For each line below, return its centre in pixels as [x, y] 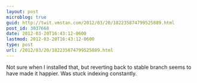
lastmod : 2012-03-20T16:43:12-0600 [50, 39]
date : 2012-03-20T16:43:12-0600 [46, 34]
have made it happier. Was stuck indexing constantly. [72, 73]
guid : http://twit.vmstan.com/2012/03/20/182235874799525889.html [90, 23]
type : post [20, 45]
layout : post [22, 12]
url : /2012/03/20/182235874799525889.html [60, 50]
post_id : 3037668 [28, 28]
